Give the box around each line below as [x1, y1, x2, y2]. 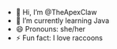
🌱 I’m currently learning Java [15, 16, 110, 25]
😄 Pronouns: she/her [15, 24, 85, 33]
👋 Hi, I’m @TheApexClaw [15, 8, 97, 17]
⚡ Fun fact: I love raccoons [15, 33, 103, 43]
